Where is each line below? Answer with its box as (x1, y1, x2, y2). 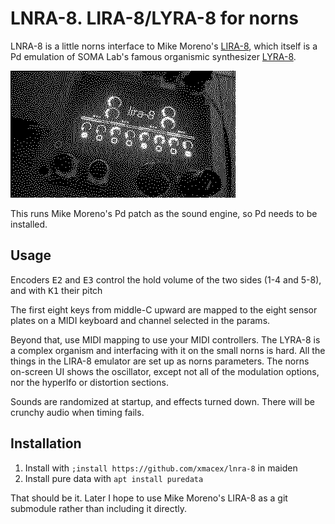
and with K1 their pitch (10, 284, 103, 296)
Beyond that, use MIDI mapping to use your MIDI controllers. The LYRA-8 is (10, 333, 321, 346)
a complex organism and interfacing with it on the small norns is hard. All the (10, 344, 326, 356)
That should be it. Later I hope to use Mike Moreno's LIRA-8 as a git (10, 492, 288, 504)
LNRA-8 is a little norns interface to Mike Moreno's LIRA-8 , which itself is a (10, 40, 318, 52)
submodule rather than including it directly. (10, 502, 188, 514)
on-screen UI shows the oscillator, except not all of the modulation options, (10, 365, 320, 377)
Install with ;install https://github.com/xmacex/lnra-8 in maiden (24, 462, 298, 474)
